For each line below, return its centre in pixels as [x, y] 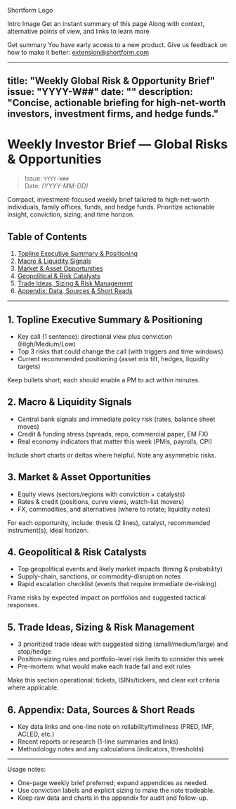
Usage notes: [27, 770]
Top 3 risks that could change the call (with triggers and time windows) [120, 351]
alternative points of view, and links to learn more [78, 31]
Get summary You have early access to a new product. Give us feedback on [117, 45]
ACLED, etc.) [36, 734]
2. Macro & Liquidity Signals [70, 402]
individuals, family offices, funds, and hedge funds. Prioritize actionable [111, 207]
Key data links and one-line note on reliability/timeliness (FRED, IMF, [116, 727]
